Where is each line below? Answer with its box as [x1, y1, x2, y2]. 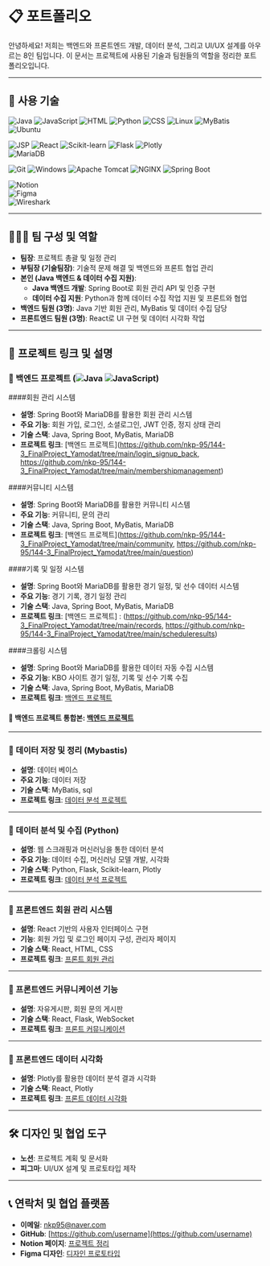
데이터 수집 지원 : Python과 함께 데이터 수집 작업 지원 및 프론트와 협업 [31, 293, 247, 303]
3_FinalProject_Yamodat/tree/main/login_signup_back [19, 449, 198, 459]
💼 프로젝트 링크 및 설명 [8, 346, 113, 360]
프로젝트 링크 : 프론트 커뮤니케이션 [19, 1024, 126, 1033]
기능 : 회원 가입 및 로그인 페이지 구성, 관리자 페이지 [19, 934, 177, 944]
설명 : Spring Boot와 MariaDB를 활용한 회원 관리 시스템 [19, 410, 193, 420]
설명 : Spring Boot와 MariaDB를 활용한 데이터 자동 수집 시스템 [19, 663, 215, 672]
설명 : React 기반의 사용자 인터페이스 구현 [19, 924, 149, 934]
